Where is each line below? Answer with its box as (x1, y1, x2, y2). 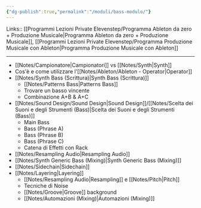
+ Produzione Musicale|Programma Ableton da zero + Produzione (6, 31, 169, 39)
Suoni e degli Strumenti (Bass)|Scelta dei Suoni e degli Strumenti (14, 106, 175, 113)
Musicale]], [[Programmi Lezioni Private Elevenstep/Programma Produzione (6, 38, 193, 45)
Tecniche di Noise (23, 182, 69, 189)
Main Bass (23, 118, 50, 126)
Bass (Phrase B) (23, 131, 64, 138)
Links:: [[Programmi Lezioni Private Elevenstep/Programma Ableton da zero (6, 25, 192, 32)
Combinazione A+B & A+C (23, 93, 89, 100)
